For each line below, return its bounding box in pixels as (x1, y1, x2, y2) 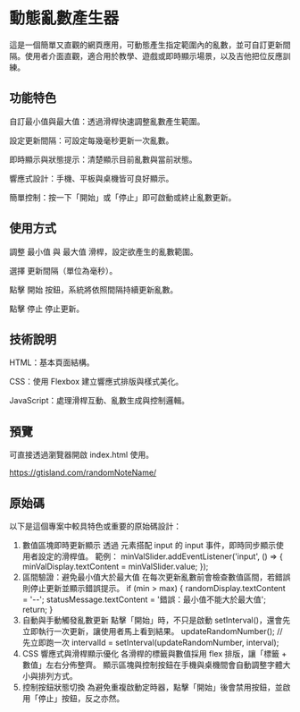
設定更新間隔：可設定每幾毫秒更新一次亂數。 (9, 135, 174, 146)
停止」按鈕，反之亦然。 (37, 693, 125, 703)
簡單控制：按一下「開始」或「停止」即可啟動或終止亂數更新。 (9, 191, 237, 202)
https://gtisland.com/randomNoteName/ (9, 467, 157, 479)
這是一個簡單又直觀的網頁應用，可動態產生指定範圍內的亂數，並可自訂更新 (9, 39, 283, 50)
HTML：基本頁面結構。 (9, 357, 96, 368)
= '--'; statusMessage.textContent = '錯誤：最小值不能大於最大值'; (21, 594, 266, 605)
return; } (21, 605, 54, 615)
